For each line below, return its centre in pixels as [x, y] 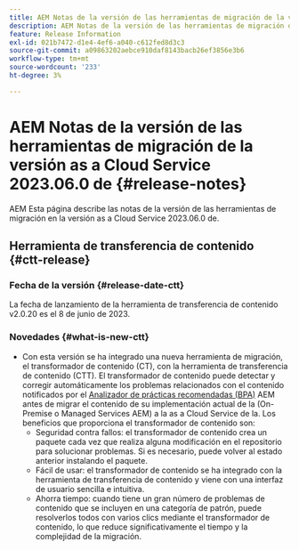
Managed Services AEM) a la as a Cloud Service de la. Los [168, 413]
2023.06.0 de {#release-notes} [128, 184]
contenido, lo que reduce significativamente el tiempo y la [141, 527]
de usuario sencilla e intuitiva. [90, 489]
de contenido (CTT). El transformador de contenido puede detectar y [149, 376]
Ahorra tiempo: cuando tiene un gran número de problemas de [150, 498]
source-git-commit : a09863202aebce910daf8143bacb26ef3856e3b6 [127, 51]
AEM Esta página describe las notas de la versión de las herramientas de [143, 208]
